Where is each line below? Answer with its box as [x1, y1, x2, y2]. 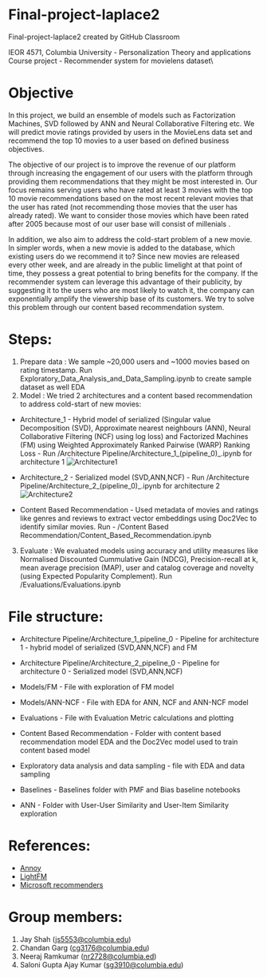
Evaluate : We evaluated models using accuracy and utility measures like [19, 545, 259, 556]
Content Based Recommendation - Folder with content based [19, 728, 222, 738]
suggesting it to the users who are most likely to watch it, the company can [8, 285, 255, 295]
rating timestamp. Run [19, 365, 93, 374]
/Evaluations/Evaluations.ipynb [19, 579, 121, 589]
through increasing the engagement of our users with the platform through [8, 168, 253, 177]
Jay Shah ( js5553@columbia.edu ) [19, 934, 132, 943]
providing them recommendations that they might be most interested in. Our [8, 176, 257, 186]
